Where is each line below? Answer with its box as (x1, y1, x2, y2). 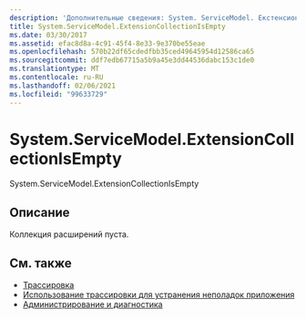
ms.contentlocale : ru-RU (9, 73, 104, 82)
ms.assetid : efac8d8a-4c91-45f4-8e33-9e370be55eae (9, 38, 206, 48)
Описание (9, 204, 70, 220)
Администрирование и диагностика (22, 299, 163, 310)
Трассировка (22, 280, 75, 291)
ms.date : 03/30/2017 (9, 30, 88, 39)
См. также (9, 255, 73, 271)
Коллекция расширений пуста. (9, 229, 129, 240)
